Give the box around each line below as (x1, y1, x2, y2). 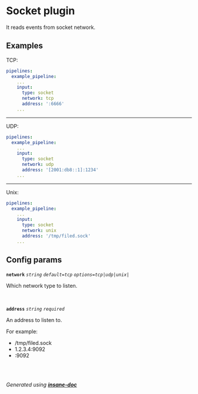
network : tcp (21, 96, 54, 102)
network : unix (21, 227, 57, 234)
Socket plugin (6, 4, 75, 18)
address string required (6, 306, 65, 312)
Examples (6, 41, 43, 51)
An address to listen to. (6, 316, 62, 323)
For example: (6, 328, 38, 335)
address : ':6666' (21, 101, 65, 107)
